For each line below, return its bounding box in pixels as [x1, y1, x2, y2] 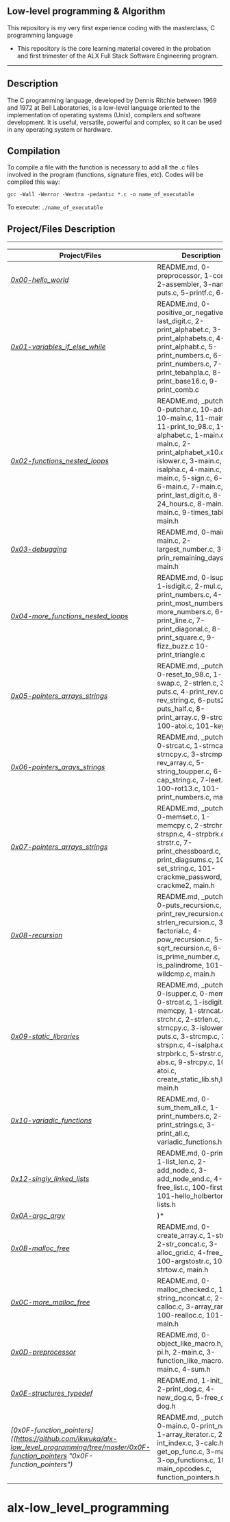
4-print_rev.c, [180, 687, 226, 696]
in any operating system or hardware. [7, 125, 113, 133]
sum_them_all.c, [157, 1103, 209, 1112]
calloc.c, [157, 1302, 184, 1311]
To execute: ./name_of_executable [7, 203, 103, 211]
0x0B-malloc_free [10, 1243, 71, 1253]
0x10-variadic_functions [10, 1116, 92, 1125]
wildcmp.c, [157, 969, 192, 979]
